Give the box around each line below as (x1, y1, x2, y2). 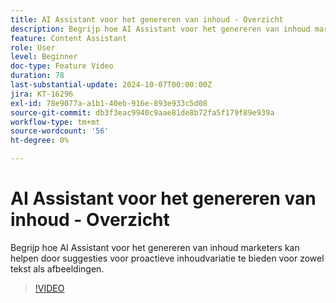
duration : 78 (10, 71, 65, 81)
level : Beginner (10, 52, 78, 62)
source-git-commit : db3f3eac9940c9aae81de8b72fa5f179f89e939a (10, 107, 275, 118)
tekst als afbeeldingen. (10, 262, 105, 275)
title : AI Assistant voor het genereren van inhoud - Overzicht (10, 14, 284, 25)
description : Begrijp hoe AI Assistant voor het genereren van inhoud (10, 24, 311, 34)
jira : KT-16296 (10, 89, 74, 99)
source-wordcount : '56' (10, 126, 110, 136)
